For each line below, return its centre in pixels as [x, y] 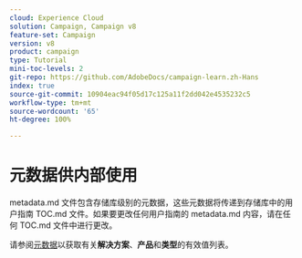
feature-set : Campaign [52, 35]
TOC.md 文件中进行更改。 [68, 225]
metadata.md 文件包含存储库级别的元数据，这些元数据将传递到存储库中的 [147, 202]
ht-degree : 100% [40, 119]
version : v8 [32, 43]
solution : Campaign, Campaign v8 [73, 26]
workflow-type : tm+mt [51, 103]
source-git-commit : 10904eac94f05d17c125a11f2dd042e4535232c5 [130, 94]
